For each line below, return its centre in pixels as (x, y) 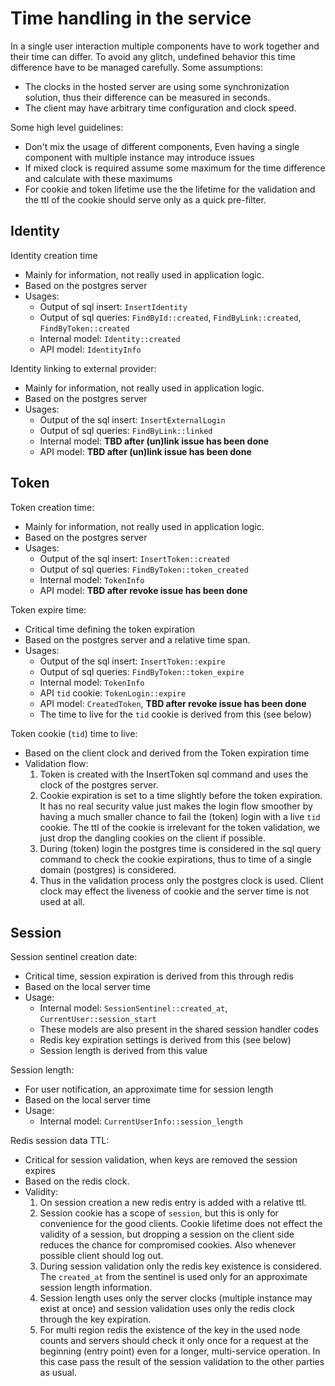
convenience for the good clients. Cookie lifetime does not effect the (181, 1224)
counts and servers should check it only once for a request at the (174, 1341)
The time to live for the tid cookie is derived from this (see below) (175, 714)
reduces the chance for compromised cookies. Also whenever (168, 1245)
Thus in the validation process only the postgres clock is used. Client (181, 880)
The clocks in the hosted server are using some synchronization (157, 86)
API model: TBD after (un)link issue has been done (145, 451)
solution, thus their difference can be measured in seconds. (147, 97)
